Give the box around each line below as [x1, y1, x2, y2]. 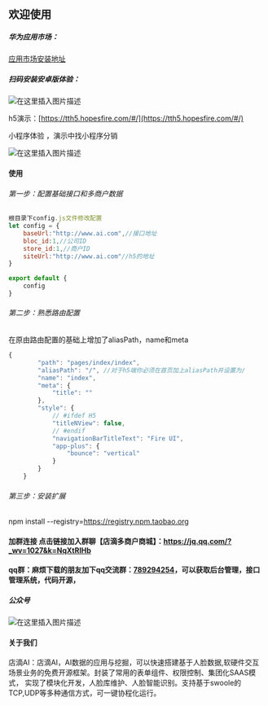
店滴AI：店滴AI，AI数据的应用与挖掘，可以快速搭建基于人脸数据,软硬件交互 [8, 657, 260, 667]
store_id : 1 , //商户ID [23, 244, 90, 252]
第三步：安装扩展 [8, 491, 66, 501]
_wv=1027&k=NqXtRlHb [8, 545, 92, 555]
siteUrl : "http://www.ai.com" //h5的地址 [23, 252, 155, 261]
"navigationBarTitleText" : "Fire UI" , [51, 434, 184, 442]
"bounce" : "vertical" [66, 449, 140, 458]
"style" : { [37, 404, 75, 413]
